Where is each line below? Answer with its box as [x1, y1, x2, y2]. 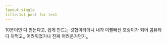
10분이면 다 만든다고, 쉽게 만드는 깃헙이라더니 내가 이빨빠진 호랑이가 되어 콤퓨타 [5, 26, 162, 33]
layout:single [5, 7, 35, 13]
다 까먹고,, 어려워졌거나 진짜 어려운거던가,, [5, 33, 89, 39]
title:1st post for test [5, 12, 58, 17]
